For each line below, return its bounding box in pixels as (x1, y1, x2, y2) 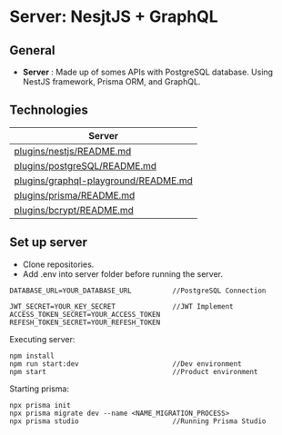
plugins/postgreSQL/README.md (14, 159, 157, 172)
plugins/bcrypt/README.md (14, 203, 135, 216)
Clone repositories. (22, 259, 95, 270)
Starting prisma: (9, 383, 70, 394)
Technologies (9, 103, 89, 118)
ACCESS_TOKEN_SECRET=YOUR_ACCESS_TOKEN (9, 310, 161, 319)
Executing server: (9, 333, 76, 344)
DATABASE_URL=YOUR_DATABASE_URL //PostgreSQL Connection (9, 286, 267, 295)
